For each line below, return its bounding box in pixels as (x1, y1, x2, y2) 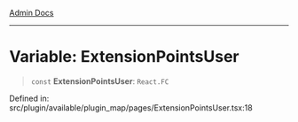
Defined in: (9, 93, 50, 103)
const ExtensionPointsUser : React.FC (30, 75, 169, 87)
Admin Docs (9, 8, 54, 18)
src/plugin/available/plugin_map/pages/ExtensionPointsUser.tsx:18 (9, 102, 253, 113)
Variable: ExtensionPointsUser (9, 47, 239, 67)
